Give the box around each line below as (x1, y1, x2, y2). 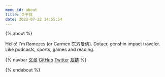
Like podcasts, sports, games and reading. (5, 46, 95, 53)
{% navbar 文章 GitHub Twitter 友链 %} (5, 57, 87, 63)
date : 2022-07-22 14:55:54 (5, 17, 62, 22)
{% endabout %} (5, 67, 41, 73)
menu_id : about (5, 7, 38, 13)
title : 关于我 (5, 12, 33, 17)
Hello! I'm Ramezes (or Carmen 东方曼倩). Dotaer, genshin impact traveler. (5, 41, 160, 47)
